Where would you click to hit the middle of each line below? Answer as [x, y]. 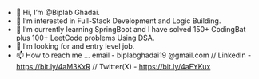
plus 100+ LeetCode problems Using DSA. [85, 38]
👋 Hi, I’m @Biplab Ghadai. [58, 12]
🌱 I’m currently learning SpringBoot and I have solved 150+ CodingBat [131, 29]
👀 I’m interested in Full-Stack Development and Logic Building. [118, 21]
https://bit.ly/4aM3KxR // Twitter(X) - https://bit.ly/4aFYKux [113, 67]
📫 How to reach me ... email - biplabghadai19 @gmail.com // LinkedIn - [133, 55]
